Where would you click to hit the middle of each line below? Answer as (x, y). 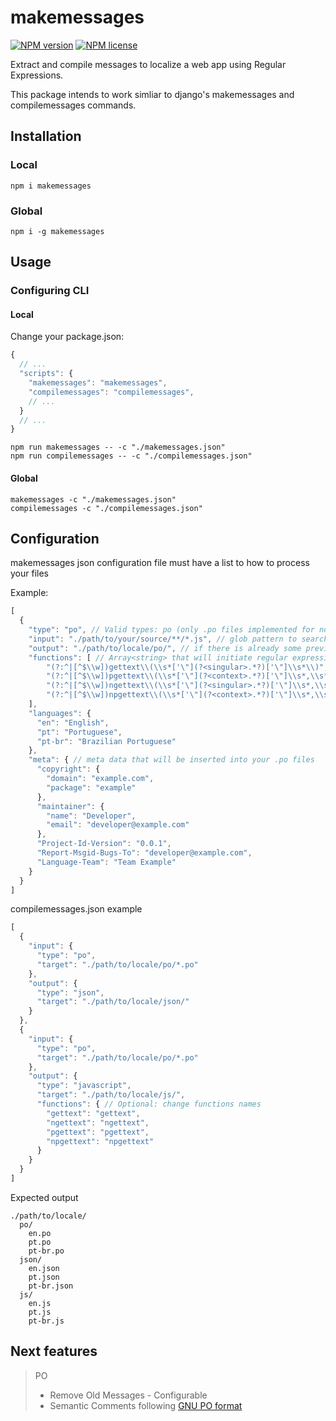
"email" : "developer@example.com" (118, 825)
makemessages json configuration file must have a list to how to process (160, 563)
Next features (54, 1351)
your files (29, 573)
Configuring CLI (50, 291)
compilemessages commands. (73, 105)
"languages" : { (60, 713)
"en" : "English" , (73, 722)
